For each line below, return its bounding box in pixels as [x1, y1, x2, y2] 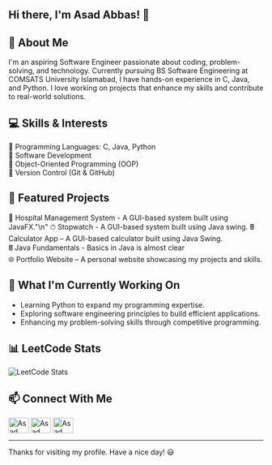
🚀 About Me [8, 36, 69, 50]
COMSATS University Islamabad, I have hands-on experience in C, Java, [8, 75, 250, 84]
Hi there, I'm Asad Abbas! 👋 [8, 8, 150, 22]
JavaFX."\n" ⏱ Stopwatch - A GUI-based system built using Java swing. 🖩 [8, 222, 255, 231]
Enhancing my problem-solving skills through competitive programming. [19, 317, 261, 327]
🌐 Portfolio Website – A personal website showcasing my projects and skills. [8, 254, 263, 264]
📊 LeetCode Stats [8, 342, 101, 355]
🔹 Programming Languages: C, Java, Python [8, 142, 156, 152]
